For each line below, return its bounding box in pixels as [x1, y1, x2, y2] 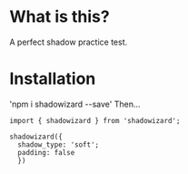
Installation [9, 68, 96, 89]
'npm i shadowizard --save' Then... [9, 98, 141, 109]
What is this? [9, 6, 111, 27]
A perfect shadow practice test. [9, 36, 128, 47]
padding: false [17, 148, 75, 157]
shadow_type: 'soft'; [17, 139, 100, 149]
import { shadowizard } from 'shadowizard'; [9, 116, 181, 125]
